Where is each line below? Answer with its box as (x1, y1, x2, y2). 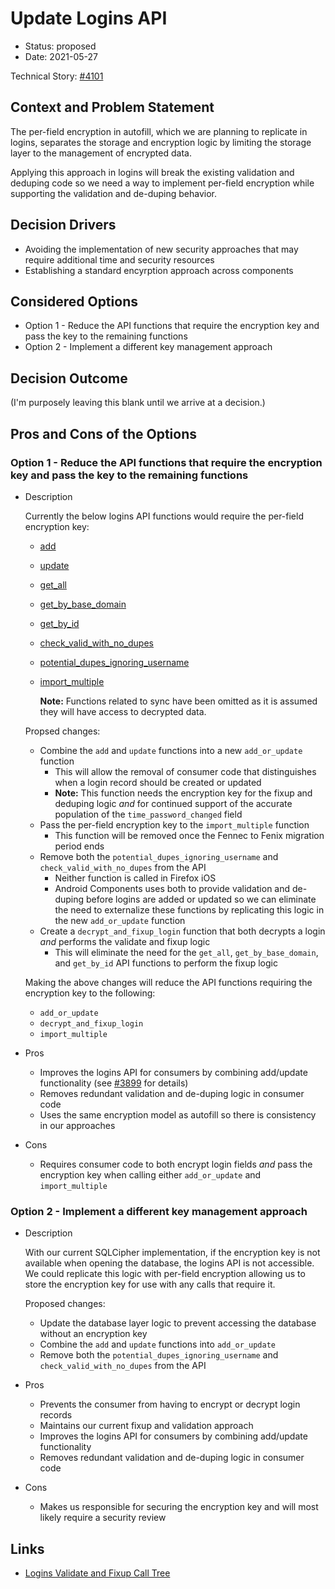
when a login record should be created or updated (54, 776, 262, 788)
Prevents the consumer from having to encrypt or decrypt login (39, 1398, 301, 1411)
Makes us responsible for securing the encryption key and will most (39, 1501, 319, 1513)
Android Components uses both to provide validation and (54, 882, 291, 894)
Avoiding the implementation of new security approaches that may (24, 243, 299, 255)
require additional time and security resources (24, 253, 215, 266)
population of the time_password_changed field (54, 808, 243, 820)
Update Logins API (10, 7, 168, 30)
